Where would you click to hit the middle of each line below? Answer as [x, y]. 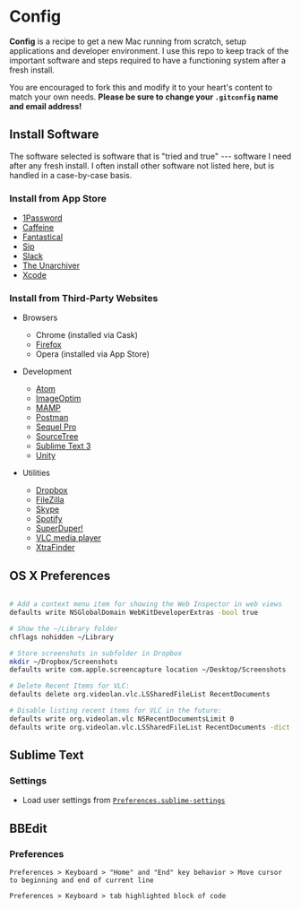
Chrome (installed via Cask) [87, 335]
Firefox [48, 345]
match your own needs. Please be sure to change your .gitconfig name [144, 97]
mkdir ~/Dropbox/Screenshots [64, 662]
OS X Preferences [60, 576]
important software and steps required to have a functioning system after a [148, 60]
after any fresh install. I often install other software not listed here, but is [142, 165]
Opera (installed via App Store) [92, 354]
